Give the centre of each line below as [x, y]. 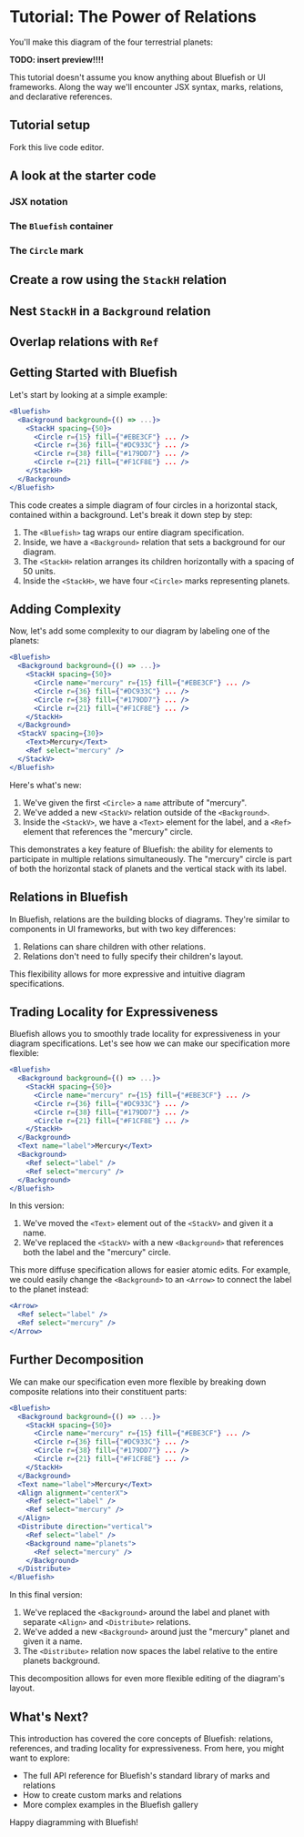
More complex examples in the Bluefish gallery [110, 1804]
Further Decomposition [76, 1360]
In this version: [37, 1206]
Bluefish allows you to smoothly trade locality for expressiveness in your [145, 1034]
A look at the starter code [83, 176]
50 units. [39, 571]
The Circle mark [46, 250]
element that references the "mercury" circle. [108, 831]
